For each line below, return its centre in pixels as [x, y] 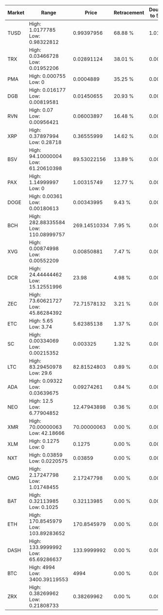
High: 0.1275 [44, 441]
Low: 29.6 [41, 373]
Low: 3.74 [41, 327]
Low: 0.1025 [44, 507]
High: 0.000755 [47, 76]
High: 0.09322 [46, 381]
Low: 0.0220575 [48, 461]
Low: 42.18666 [47, 433]
